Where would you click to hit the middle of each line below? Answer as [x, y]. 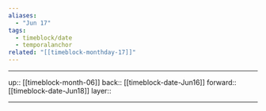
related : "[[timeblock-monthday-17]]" [72, 52]
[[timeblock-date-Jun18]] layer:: [60, 91]
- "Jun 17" [33, 23]
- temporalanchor [44, 45]
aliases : [23, 15]
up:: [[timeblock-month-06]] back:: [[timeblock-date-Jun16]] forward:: [122, 82]
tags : [17, 30]
